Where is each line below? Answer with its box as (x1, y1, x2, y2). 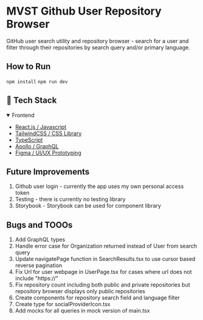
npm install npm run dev (6, 78, 68, 85)
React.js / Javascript (15, 123, 67, 130)
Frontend (12, 111, 35, 119)
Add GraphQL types (15, 236, 66, 243)
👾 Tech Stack (6, 96, 57, 106)
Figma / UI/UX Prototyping (15, 149, 81, 156)
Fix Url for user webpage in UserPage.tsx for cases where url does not (15, 268, 193, 276)
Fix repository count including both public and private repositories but (15, 281, 190, 288)
